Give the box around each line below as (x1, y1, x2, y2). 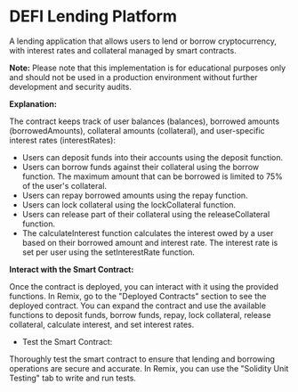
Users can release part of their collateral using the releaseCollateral (21, 208, 270, 219)
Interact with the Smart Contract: (9, 264, 134, 274)
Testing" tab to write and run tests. (9, 372, 136, 383)
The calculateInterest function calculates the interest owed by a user (21, 227, 274, 238)
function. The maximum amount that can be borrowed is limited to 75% (21, 171, 283, 182)
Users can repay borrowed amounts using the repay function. (21, 190, 248, 200)
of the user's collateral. (21, 180, 108, 191)
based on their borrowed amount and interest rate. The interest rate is (21, 237, 278, 248)
